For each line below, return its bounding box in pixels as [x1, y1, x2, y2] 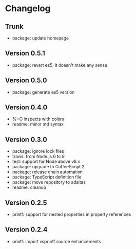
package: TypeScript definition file [12, 174, 81, 180]
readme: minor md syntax [12, 121, 64, 127]
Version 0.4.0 [5, 103, 48, 112]
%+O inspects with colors [12, 116, 64, 122]
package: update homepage [12, 35, 69, 41]
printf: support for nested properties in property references [12, 212, 131, 217]
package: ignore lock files [12, 148, 64, 154]
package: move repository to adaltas [12, 179, 86, 185]
